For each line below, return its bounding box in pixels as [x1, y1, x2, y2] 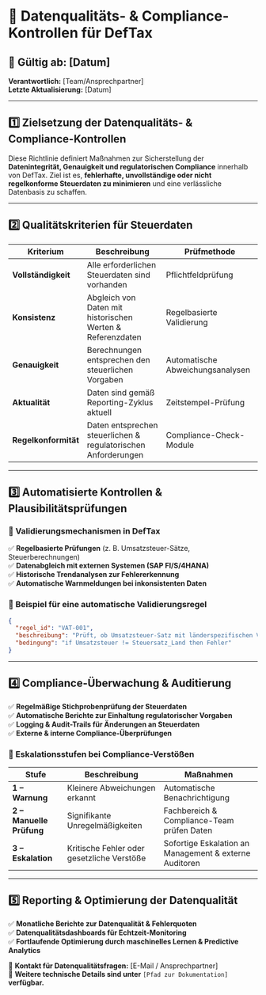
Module [165, 439, 195, 450]
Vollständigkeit [12, 269, 70, 280]
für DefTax [81, 24, 153, 42]
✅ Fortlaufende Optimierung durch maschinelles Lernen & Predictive [8, 936, 239, 946]
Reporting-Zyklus [86, 397, 154, 408]
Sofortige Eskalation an [163, 838, 250, 849]
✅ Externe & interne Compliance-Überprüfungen [8, 728, 173, 738]
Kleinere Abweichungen [66, 783, 156, 794]
